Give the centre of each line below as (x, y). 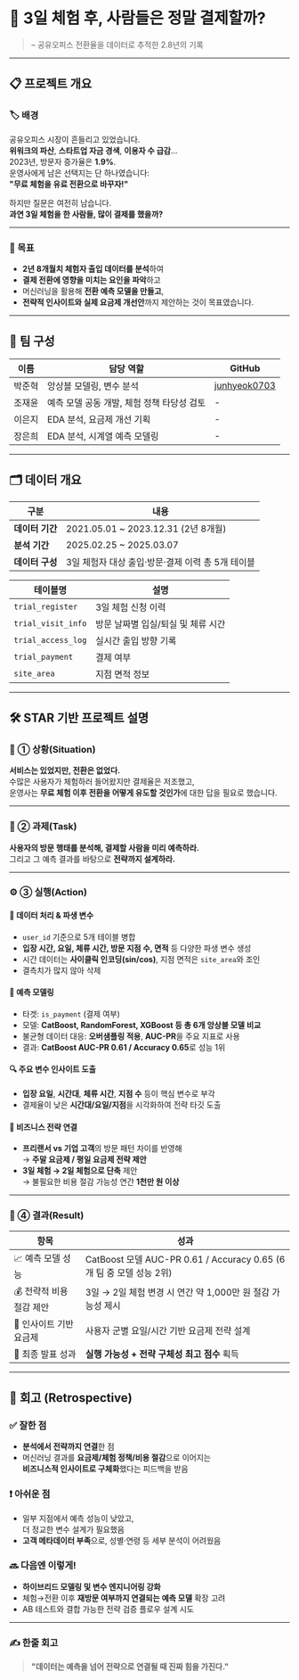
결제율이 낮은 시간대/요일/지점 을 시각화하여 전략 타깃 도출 (121, 1105)
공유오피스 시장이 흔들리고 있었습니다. (75, 139)
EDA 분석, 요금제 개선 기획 (99, 419)
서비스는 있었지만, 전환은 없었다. (65, 770)
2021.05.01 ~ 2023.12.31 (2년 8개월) (146, 529)
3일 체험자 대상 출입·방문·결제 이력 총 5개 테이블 (160, 562)
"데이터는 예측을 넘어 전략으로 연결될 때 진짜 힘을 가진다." (130, 1667)
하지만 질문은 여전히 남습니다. (61, 202)
